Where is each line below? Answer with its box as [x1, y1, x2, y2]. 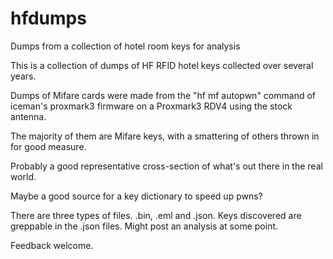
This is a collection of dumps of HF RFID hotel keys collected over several [10, 59, 314, 71]
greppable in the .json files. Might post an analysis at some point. [10, 220, 279, 232]
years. [10, 70, 37, 82]
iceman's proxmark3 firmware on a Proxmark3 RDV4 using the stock [10, 100, 293, 112]
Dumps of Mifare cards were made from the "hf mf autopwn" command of [10, 89, 316, 101]
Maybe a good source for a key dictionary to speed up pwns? [10, 190, 263, 202]
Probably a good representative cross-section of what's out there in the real [10, 160, 323, 172]
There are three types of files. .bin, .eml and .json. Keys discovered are [10, 209, 302, 221]
